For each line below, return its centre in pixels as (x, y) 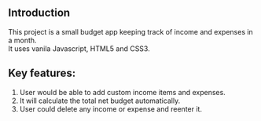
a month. (22, 40)
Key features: (42, 73)
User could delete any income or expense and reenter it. (111, 108)
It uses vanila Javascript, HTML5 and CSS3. (79, 48)
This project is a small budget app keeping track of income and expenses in (130, 31)
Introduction (39, 13)
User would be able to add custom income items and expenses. (122, 92)
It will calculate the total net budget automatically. (100, 101)
